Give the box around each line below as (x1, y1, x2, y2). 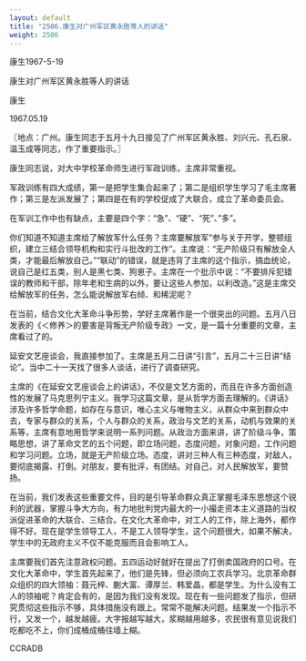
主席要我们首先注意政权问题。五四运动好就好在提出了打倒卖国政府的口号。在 (9, 556, 297, 567)
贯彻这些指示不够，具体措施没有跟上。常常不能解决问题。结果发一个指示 (16, 602, 289, 613)
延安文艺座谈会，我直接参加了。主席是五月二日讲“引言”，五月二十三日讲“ (9, 351, 284, 361)
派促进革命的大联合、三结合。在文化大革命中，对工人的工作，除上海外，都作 (9, 514, 297, 525)
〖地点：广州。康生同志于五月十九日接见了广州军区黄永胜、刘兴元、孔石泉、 (9, 132, 297, 143)
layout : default (9, 13, 71, 23)
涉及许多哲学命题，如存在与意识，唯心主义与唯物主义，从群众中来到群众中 (9, 404, 289, 415)
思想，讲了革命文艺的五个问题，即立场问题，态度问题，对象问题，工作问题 (16, 438, 297, 449)
